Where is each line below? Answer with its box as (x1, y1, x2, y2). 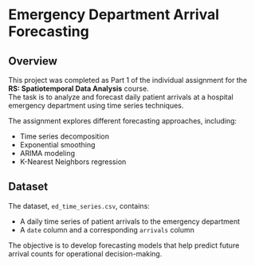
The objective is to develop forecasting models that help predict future (8, 241, 240, 250)
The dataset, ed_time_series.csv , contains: (8, 201, 150, 210)
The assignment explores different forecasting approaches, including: (8, 116, 237, 125)
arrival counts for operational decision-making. (8, 248, 163, 258)
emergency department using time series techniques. (8, 101, 184, 110)
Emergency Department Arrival (8, 6, 220, 24)
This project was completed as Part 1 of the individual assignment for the (8, 76, 248, 84)
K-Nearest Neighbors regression (19, 157, 127, 166)
